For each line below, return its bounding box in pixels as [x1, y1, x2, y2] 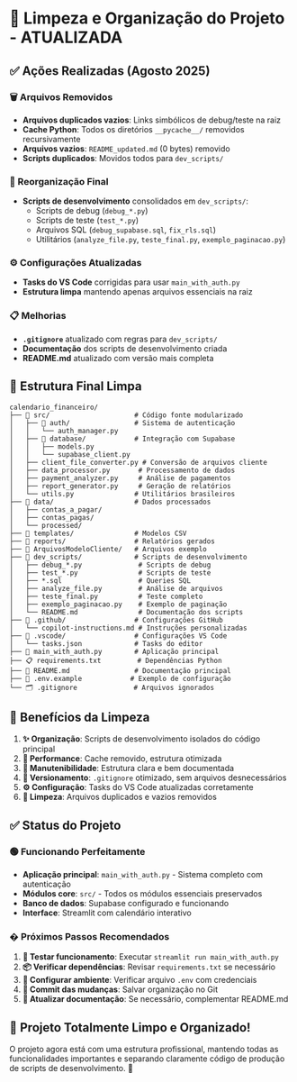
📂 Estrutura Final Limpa [9, 378, 142, 395]
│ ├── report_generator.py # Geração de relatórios [9, 481, 231, 490]
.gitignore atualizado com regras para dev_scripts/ [22, 333, 218, 344]
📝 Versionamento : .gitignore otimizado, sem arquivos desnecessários [22, 772, 287, 783]
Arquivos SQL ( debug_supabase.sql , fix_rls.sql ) [35, 224, 217, 235]
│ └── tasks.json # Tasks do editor [9, 639, 203, 648]
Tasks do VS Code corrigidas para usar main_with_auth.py [22, 277, 240, 287]
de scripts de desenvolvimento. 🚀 [9, 1063, 133, 1074]
